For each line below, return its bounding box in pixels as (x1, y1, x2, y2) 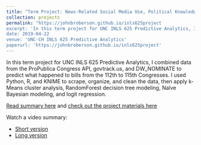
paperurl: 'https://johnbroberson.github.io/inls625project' (6, 43, 162, 49)
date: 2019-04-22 (6, 31, 50, 37)
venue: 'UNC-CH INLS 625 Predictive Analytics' (6, 37, 127, 43)
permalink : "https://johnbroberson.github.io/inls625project (6, 20, 162, 26)
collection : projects (6, 14, 60, 20)
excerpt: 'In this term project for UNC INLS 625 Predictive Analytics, (6, 25, 191, 32)
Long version (14, 131, 48, 138)
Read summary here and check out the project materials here (6, 102, 157, 109)
